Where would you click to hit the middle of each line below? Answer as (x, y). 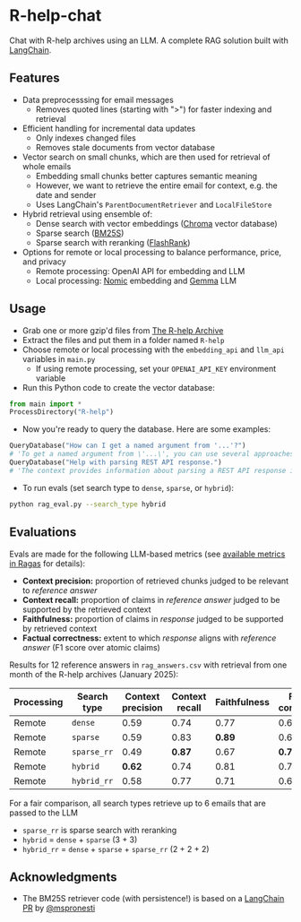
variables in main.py (59, 358)
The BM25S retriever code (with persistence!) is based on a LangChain (153, 899)
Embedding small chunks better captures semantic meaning (146, 176)
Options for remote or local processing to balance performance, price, (152, 252)
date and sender (66, 194)
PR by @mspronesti (59, 908)
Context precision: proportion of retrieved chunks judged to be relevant (155, 581)
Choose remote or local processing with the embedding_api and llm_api (153, 349)
